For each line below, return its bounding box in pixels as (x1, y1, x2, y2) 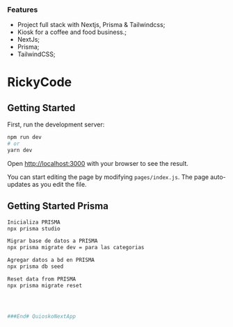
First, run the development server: (7, 120, 105, 129)
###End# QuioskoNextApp (7, 312, 77, 320)
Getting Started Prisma (7, 200, 109, 212)
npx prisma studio (7, 225, 61, 232)
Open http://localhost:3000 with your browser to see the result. (7, 159, 189, 167)
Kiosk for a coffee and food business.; (17, 28, 127, 36)
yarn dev (7, 147, 33, 154)
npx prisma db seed (7, 263, 64, 270)
